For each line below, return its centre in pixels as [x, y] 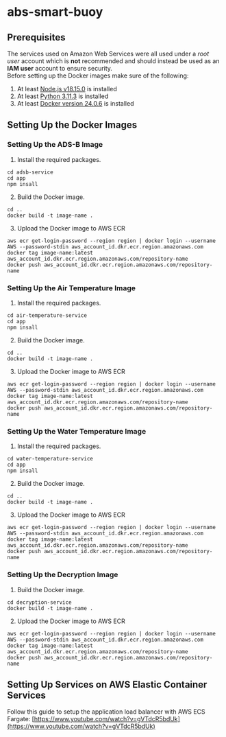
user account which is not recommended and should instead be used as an [113, 61]
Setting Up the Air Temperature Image [71, 288]
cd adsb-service [30, 172]
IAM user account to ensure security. [60, 68]
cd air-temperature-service [47, 315]
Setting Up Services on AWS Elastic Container [107, 685]
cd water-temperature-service [50, 459]
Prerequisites [36, 37]
